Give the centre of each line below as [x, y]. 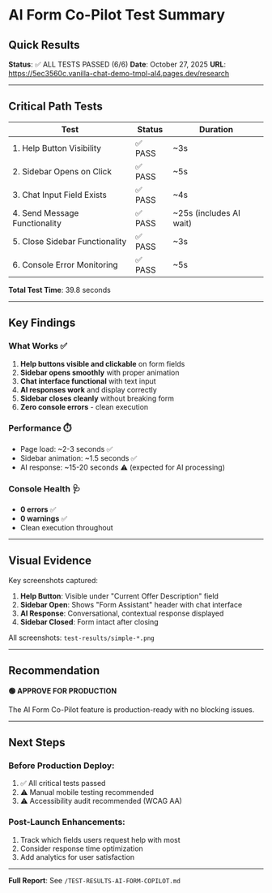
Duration [216, 129]
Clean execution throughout [66, 528]
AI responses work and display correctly [89, 389]
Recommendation [54, 671]
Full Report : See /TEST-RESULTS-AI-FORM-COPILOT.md [94, 880]
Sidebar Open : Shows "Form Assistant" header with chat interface [131, 604]
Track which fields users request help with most [100, 839]
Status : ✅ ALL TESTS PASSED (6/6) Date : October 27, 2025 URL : [117, 64]
